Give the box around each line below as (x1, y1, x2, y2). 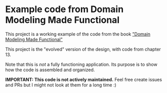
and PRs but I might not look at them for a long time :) (5, 82, 116, 88)
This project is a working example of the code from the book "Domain (5, 31, 151, 37)
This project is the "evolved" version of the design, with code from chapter (5, 46, 161, 52)
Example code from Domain (5, 4, 124, 15)
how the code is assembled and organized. (5, 67, 95, 73)
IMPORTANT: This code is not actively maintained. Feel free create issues (5, 76, 162, 82)
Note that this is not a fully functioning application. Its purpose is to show (5, 61, 158, 67)
